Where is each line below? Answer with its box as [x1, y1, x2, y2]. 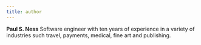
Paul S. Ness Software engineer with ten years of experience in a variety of [6, 25, 195, 32]
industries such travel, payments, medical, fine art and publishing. [6, 31, 171, 39]
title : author [6, 8, 43, 15]
